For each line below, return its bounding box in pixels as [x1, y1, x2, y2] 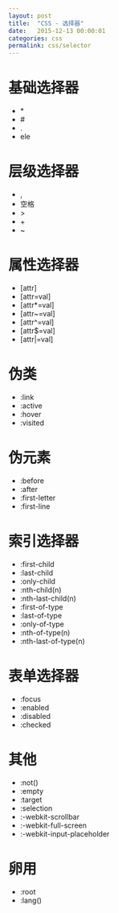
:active [19, 400, 43, 411]
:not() [19, 778, 39, 787]
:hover [19, 409, 42, 419]
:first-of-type [19, 601, 63, 612]
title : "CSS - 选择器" [8, 19, 84, 27]
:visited [19, 418, 45, 428]
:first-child [19, 559, 55, 568]
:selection [19, 803, 53, 813]
